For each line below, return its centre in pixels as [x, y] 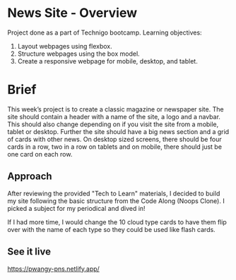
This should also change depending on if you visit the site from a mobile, [113, 124]
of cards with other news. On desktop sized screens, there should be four [114, 139]
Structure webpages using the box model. [78, 54]
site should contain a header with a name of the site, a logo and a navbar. [114, 116]
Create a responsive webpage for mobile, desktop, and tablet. [107, 61]
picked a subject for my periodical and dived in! [77, 208]
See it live [29, 252]
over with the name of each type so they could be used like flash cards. [111, 229]
